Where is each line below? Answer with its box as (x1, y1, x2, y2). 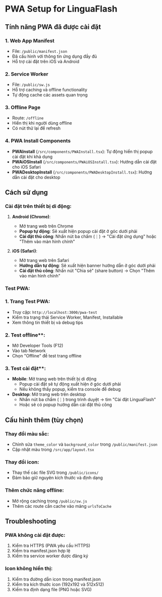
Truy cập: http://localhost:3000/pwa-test (12, 309, 98, 315)
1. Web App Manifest (5, 37, 55, 44)
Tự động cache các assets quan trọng (12, 92, 88, 98)
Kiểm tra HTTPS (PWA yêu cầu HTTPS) (12, 543, 90, 549)
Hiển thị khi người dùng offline (12, 120, 73, 126)
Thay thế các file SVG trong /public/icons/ (12, 469, 99, 476)
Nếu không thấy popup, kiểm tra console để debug (19, 387, 121, 392)
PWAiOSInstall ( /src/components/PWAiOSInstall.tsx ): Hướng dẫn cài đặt (12, 159, 157, 164)
